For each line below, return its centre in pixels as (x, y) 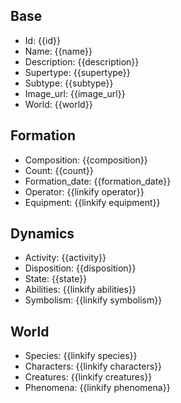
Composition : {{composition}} (86, 160)
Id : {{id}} (42, 40)
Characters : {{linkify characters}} (93, 366)
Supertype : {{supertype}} (77, 72)
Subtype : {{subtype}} (69, 83)
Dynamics (42, 234)
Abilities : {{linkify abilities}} (80, 290)
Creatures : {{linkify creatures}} (88, 377)
